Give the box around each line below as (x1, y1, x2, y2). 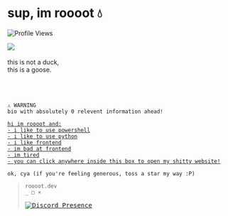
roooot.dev (24, 183, 58, 190)
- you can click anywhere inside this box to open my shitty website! (7, 158, 221, 165)
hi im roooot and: (7, 120, 62, 127)
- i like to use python (7, 133, 78, 140)
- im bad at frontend (7, 145, 72, 152)
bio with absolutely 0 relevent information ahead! (7, 108, 163, 115)
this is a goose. (7, 65, 52, 74)
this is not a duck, (7, 58, 59, 66)
